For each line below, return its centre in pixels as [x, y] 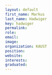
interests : [16, 60]
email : [12, 37]
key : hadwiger [20, 23]
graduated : [16, 65]
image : [12, 42]
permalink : [16, 28]
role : [11, 33]
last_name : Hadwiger [26, 19]
